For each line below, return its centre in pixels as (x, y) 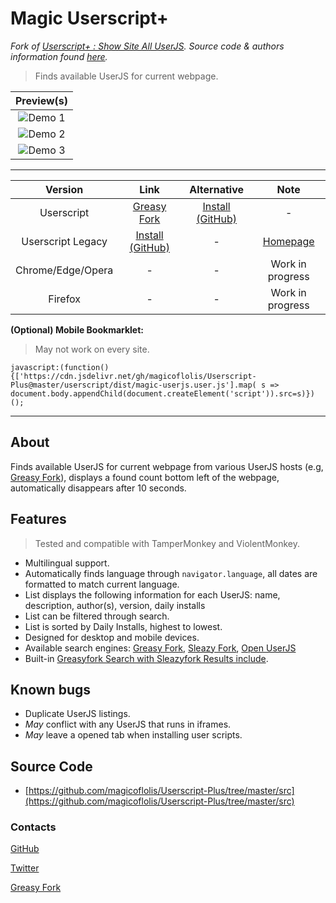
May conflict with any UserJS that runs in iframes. (128, 724)
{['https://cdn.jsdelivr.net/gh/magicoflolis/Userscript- (133, 376)
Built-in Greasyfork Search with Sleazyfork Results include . (146, 658)
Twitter (25, 868)
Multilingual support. (67, 563)
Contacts (33, 827)
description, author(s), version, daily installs (115, 605)
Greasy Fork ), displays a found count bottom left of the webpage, (145, 477)
